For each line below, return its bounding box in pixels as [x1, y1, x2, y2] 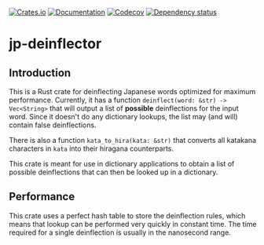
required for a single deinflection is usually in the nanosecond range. [9, 228, 231, 237]
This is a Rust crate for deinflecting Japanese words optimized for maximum [9, 87, 256, 96]
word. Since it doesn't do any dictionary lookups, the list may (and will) [9, 112, 238, 121]
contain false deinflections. [9, 120, 97, 130]
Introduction [9, 66, 71, 79]
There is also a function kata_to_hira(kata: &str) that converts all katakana [9, 136, 257, 144]
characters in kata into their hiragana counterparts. [9, 144, 174, 153]
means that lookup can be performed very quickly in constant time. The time [9, 219, 257, 229]
